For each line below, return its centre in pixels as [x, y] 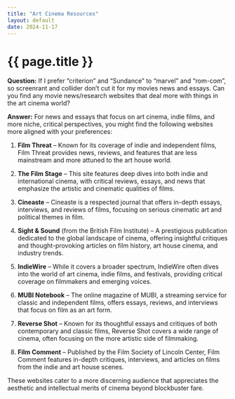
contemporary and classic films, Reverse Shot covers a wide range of [118, 331]
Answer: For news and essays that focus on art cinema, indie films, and [111, 117]
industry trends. [40, 253]
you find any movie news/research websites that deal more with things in [113, 96]
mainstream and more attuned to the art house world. [94, 160]
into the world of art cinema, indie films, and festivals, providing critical [120, 274]
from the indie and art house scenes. [70, 367]
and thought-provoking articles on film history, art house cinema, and [117, 245]
